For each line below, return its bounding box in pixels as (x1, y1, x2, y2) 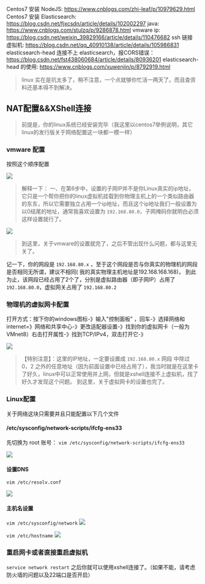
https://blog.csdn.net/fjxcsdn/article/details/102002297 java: (6, 20, 160, 27)
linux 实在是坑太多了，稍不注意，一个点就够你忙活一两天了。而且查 (21, 76, 191, 83)
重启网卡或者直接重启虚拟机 (6, 548, 88, 557)
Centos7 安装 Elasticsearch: (6, 13, 76, 20)
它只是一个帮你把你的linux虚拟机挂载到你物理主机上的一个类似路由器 (21, 192, 195, 200)
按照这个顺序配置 (6, 160, 50, 168)
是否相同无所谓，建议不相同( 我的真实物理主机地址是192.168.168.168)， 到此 (6, 268, 196, 275)
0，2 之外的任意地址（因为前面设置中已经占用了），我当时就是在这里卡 (21, 363, 199, 370)
